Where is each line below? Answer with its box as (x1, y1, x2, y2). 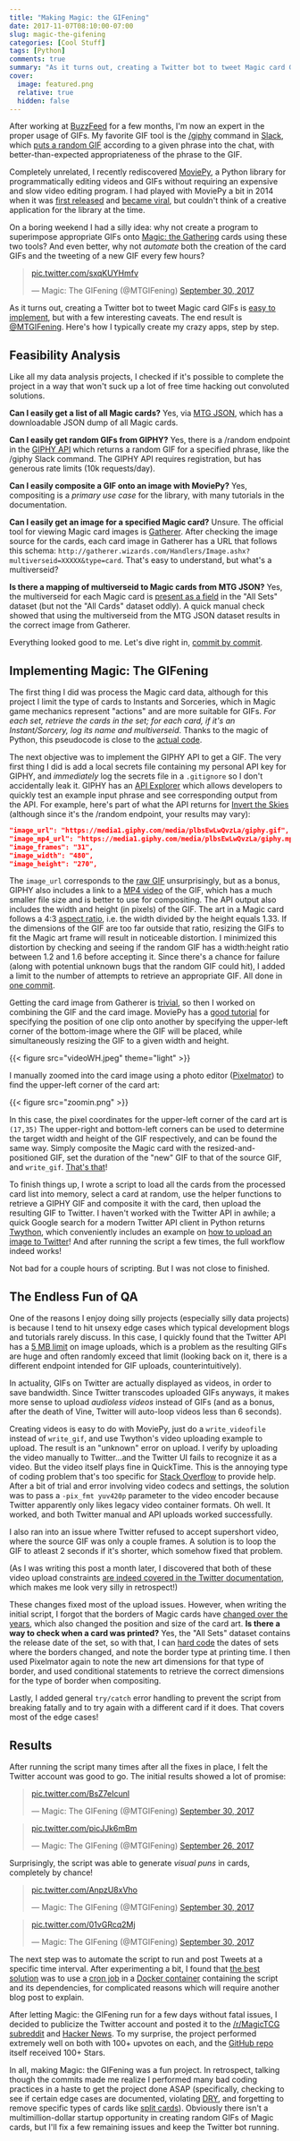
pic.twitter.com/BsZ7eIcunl (30, 1788, 130, 1799)
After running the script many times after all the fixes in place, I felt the (9, 1761, 269, 1772)
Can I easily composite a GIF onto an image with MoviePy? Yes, (9, 481, 248, 491)
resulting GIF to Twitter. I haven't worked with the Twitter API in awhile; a (9, 1207, 276, 1218)
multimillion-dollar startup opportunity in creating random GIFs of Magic (9, 2112, 274, 2122)
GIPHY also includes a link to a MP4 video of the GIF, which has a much (9, 885, 273, 896)
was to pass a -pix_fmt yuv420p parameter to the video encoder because (9, 1490, 279, 1501)
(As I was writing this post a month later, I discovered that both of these (9, 1563, 272, 1574)
